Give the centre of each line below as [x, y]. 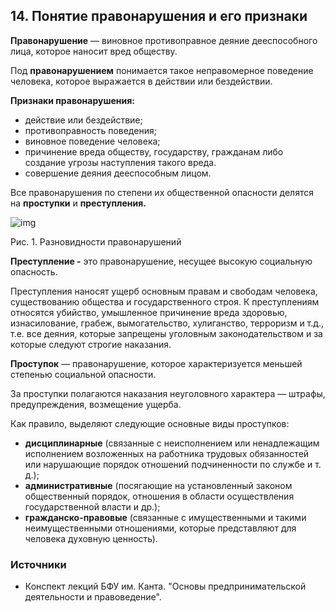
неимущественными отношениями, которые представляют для [160, 528]
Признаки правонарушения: [72, 100]
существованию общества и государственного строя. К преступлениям [165, 301]
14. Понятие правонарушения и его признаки [159, 16]
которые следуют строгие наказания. [91, 344]
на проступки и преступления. [78, 203]
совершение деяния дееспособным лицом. [118, 173]
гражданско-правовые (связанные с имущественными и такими [165, 517]
